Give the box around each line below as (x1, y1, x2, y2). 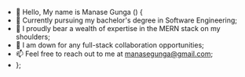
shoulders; (15, 32, 51, 41)
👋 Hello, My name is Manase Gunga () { (15, 8, 143, 16)
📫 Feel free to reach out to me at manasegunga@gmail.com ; (15, 49, 214, 58)
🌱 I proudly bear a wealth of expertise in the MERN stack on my (15, 24, 221, 33)
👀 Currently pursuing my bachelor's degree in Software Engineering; (15, 16, 238, 25)
